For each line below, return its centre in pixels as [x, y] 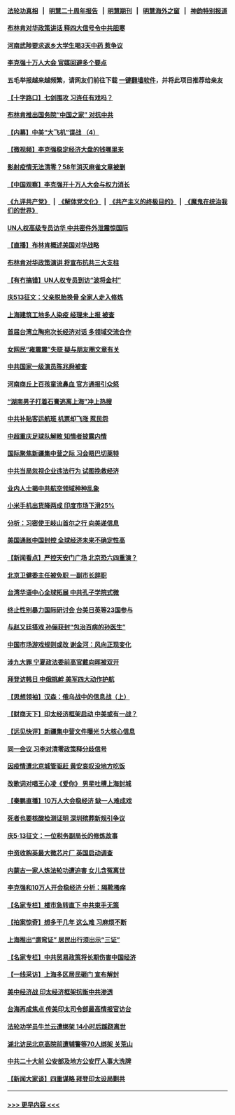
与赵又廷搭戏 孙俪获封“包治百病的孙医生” [66, 627]
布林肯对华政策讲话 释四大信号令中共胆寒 [66, 28]
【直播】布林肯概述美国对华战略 [53, 245]
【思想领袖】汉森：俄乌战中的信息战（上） [69, 696]
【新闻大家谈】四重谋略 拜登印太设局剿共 [66, 1079]
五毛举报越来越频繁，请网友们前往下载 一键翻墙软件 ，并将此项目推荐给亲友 [115, 80]
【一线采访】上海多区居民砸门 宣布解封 [63, 975]
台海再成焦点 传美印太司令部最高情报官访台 [69, 1009]
